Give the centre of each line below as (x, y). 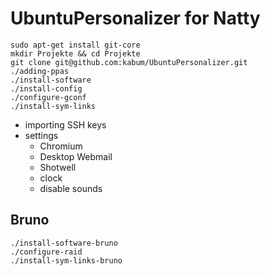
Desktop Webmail (76, 156)
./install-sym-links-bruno (66, 260)
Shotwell (58, 167)
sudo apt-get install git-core (75, 45)
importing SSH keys (65, 124)
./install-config (46, 88)
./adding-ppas (40, 71)
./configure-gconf (48, 97)
